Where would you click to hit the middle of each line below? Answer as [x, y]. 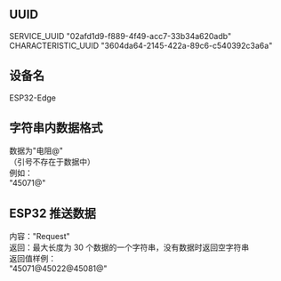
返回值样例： [32, 259]
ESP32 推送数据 [52, 213]
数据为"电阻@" [36, 151]
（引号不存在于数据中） [52, 162]
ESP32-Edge [32, 98]
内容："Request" [40, 237]
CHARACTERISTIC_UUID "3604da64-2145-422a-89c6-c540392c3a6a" [141, 45]
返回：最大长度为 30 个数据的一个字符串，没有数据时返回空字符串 [129, 247]
